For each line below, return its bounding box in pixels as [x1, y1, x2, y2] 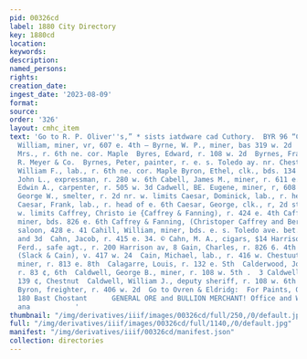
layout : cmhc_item [9, 124, 79, 133]
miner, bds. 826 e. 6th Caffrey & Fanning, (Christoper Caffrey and [17, 216, 284, 227]
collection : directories [9, 336, 104, 345]
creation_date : [9, 81, 68, 90]
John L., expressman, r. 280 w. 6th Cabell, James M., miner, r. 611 [17, 174, 288, 184]
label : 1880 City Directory [9, 22, 117, 31]
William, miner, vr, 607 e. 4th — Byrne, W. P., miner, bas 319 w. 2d [17, 141, 292, 150]
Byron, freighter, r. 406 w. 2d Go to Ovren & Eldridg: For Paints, [17, 285, 292, 294]
